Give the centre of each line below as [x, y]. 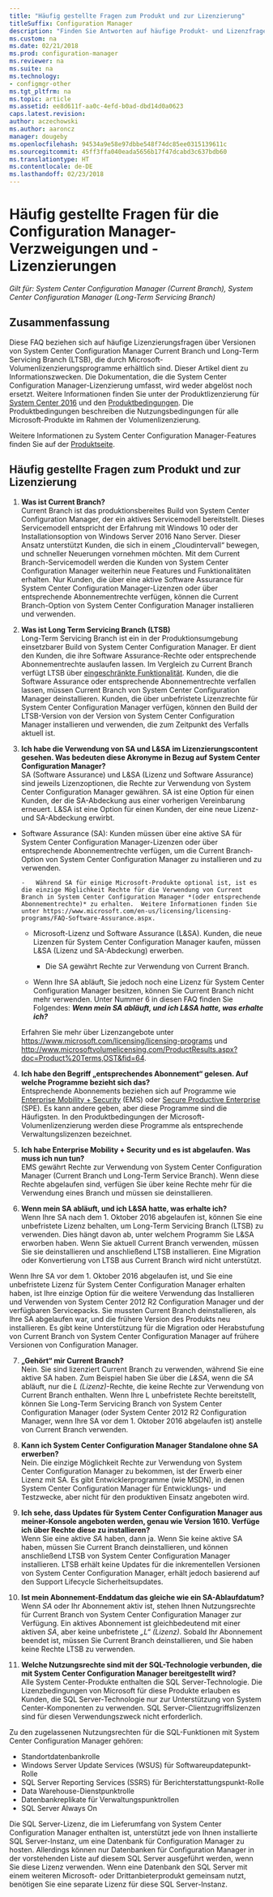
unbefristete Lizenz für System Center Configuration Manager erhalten [127, 1284]
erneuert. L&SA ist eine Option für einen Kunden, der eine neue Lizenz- [140, 809]
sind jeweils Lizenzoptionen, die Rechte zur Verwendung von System [136, 783]
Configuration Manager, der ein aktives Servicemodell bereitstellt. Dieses [143, 519]
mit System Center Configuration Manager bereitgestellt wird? [128, 1673]
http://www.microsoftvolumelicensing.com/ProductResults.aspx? [129, 1049]
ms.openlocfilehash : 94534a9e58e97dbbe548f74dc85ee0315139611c [118, 144]
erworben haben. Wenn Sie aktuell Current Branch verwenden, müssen [140, 1242]
